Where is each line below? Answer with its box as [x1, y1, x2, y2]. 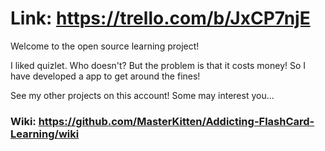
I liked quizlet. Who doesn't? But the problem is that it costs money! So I [10, 59, 307, 71]
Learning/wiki [10, 127, 80, 141]
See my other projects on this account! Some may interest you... [10, 89, 275, 101]
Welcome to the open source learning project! [10, 40, 200, 52]
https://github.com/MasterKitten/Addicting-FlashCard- [38, 114, 315, 128]
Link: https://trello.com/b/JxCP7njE [10, 7, 311, 30]
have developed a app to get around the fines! [10, 70, 201, 82]
